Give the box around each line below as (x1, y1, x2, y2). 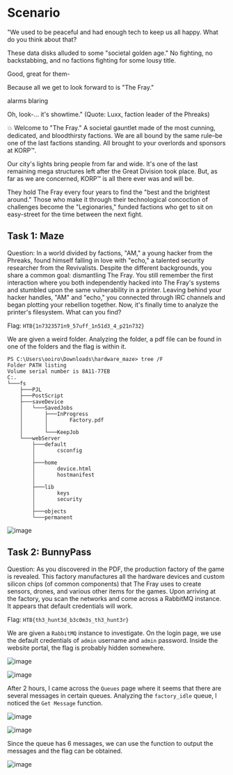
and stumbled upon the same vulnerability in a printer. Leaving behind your (7, 285, 222, 294)
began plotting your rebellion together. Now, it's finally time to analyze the (7, 301, 219, 309)
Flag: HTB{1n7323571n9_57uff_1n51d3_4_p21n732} (7, 321, 145, 330)
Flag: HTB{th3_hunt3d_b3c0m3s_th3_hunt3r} (7, 615, 129, 623)
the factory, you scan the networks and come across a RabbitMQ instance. (7, 594, 221, 602)
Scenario (7, 5, 61, 21)
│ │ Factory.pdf (19, 416, 104, 424)
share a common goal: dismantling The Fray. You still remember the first (7, 271, 214, 279)
